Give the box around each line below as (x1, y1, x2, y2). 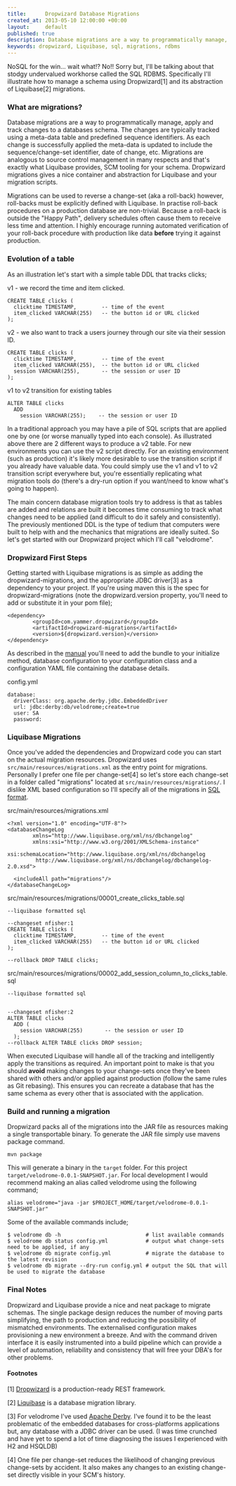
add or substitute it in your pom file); (7, 598, 112, 607)
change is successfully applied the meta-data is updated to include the (7, 141, 213, 149)
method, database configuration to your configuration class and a (7, 656, 197, 665)
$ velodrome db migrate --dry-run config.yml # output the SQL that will (7, 1262, 228, 1269)
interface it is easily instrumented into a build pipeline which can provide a (7, 1338, 222, 1347)
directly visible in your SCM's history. (18, 1471, 126, 1479)
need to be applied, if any (7, 1244, 90, 1251)
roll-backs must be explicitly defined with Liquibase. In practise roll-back (7, 199, 218, 207)
